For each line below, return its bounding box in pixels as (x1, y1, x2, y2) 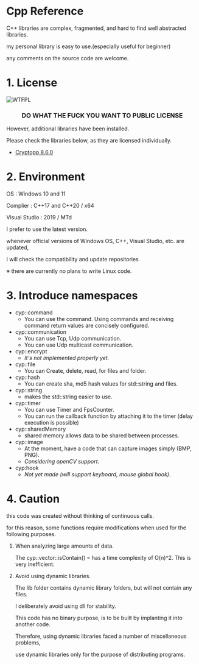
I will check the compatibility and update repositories (6, 256, 139, 263)
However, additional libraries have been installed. (6, 125, 130, 132)
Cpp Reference (6, 4, 84, 18)
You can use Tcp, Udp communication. (24, 335, 122, 342)
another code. (15, 620, 51, 628)
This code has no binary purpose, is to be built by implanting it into (15, 614, 183, 621)
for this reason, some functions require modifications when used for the (6, 524, 187, 531)
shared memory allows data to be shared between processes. (24, 432, 180, 439)
